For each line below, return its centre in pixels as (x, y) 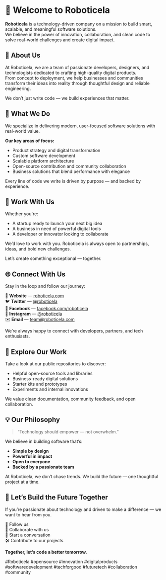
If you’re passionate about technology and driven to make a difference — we (83, 509)
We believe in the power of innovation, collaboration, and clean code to (78, 34)
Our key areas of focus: (30, 141)
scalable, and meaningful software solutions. (51, 29)
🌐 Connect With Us (35, 274)
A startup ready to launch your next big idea (57, 224)
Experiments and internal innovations (50, 389)
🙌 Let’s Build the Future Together (56, 497)
